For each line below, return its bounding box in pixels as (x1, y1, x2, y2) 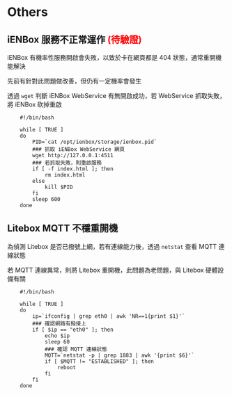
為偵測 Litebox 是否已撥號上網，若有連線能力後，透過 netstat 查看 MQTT (7, 242, 217, 250)
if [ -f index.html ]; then (32, 166, 114, 172)
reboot (56, 364, 77, 371)
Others (7, 4, 49, 20)
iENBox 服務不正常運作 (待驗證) (7, 33, 142, 45)
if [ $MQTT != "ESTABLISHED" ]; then (44, 357, 155, 365)
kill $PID (44, 184, 73, 191)
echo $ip (44, 332, 70, 339)
